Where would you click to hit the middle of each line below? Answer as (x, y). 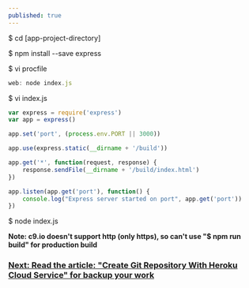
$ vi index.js (28, 98)
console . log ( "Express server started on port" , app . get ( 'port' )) (132, 199)
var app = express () (42, 120)
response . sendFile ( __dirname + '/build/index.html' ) (111, 170)
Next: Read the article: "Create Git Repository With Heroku (123, 265)
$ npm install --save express (55, 53)
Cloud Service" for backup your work (81, 275)
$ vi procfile (28, 69)
